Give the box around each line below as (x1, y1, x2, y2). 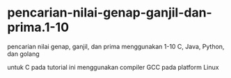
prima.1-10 (7, 19, 70, 35)
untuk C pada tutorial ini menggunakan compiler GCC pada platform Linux (7, 63, 219, 71)
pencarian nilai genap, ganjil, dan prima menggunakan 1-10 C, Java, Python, (7, 42, 225, 50)
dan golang (7, 50, 40, 58)
